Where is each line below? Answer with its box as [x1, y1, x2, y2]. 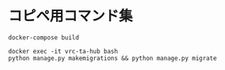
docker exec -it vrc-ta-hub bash [8, 47, 118, 55]
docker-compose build [8, 33, 80, 42]
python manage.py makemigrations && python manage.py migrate [8, 54, 217, 62]
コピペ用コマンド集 [8, 7, 133, 25]
